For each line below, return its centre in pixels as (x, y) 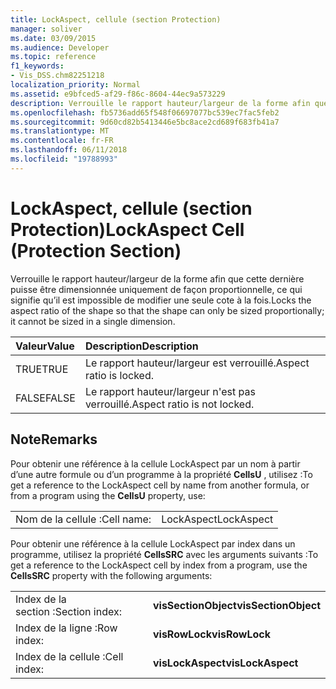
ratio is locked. (119, 375)
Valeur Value (45, 346)
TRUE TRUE (42, 369)
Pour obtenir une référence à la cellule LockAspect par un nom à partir (155, 463)
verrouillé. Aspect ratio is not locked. (169, 404)
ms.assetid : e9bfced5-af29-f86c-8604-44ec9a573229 (118, 94)
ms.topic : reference (53, 57)
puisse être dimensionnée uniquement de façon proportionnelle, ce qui (156, 289)
